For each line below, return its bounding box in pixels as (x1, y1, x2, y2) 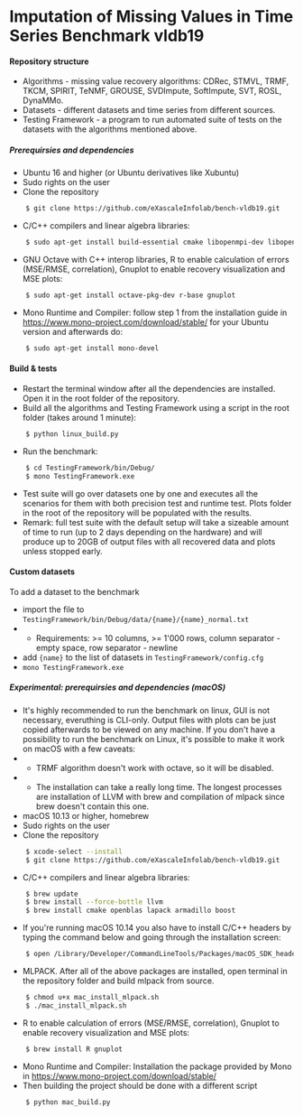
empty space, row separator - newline (35, 642, 179, 653)
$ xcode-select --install (25, 847, 124, 856)
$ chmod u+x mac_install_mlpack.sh (25, 993, 160, 1002)
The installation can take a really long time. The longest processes (35, 781, 282, 792)
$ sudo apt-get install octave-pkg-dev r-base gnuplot (25, 291, 236, 300)
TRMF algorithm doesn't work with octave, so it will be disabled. (35, 762, 274, 773)
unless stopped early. (22, 545, 104, 556)
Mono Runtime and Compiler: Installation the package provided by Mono (22, 1061, 292, 1072)
